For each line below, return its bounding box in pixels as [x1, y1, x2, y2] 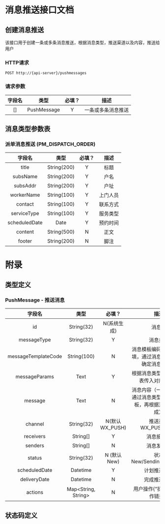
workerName [10, 191, 40, 198]
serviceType [11, 210, 39, 217]
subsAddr [14, 183, 37, 189]
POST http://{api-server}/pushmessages [5, 71, 87, 76]
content [16, 228, 34, 235]
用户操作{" [133, 486, 158, 493]
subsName [12, 173, 38, 180]
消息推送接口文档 [5, 4, 75, 16]
